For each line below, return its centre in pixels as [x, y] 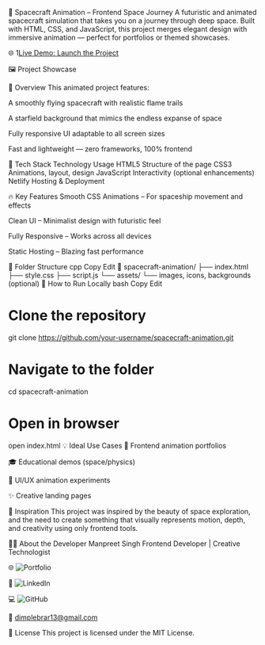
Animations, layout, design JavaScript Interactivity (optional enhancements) [131, 173]
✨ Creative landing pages [50, 495]
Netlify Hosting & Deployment [57, 181]
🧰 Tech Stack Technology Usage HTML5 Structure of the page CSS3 [120, 164]
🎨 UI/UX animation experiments [59, 480]
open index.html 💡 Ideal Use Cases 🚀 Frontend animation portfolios [117, 445]
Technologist [29, 551]
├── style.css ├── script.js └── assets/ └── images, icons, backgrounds [130, 275]
